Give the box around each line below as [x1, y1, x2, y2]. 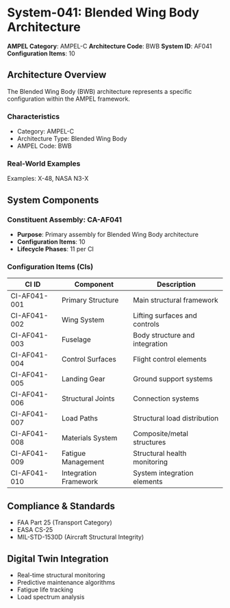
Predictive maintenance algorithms [16, 578, 116, 586]
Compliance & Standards [7, 500, 115, 511]
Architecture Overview [7, 69, 107, 81]
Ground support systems [133, 375, 214, 384]
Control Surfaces [61, 355, 116, 364]
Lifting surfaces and [133, 311, 197, 320]
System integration [133, 468, 194, 478]
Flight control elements [133, 355, 207, 364]
